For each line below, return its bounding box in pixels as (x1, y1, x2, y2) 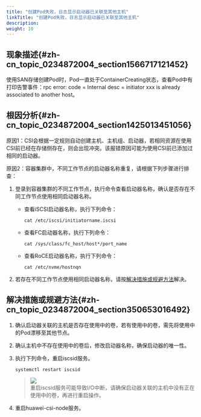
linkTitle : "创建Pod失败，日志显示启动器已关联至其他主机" (6, 14, 140, 20)
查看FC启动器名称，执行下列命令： (24, 228, 111, 236)
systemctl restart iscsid (14, 366, 80, 372)
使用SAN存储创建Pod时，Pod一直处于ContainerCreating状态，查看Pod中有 (6, 76, 193, 83)
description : (6, 20, 39, 26)
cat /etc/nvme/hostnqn (24, 264, 81, 270)
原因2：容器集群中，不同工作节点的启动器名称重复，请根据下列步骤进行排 (6, 165, 190, 172)
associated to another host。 (6, 91, 78, 98)
